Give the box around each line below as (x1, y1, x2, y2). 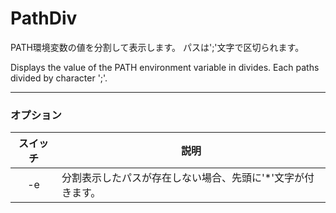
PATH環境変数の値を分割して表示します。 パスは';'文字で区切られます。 (10, 41, 305, 53)
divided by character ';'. (10, 72, 108, 84)
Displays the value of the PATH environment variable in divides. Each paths (10, 61, 320, 73)
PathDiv (10, 7, 78, 30)
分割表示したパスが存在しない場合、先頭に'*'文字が (61, 171, 305, 185)
